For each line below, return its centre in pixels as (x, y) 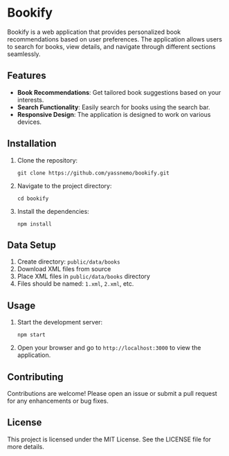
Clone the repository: (47, 160)
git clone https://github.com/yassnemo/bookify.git (93, 173)
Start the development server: (60, 322)
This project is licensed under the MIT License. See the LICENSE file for (109, 439)
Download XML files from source (64, 269)
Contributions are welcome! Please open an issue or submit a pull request (112, 393)
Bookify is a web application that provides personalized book (94, 32)
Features (27, 76)
